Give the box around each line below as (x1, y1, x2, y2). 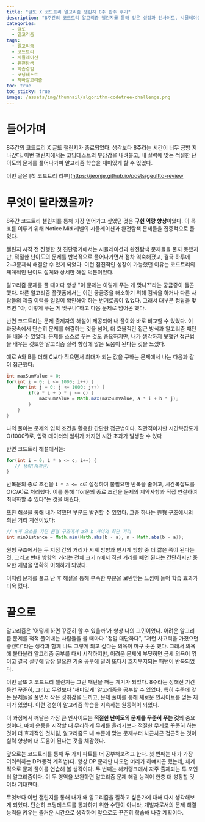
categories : (6, 20, 37, 26)
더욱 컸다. (6, 582, 29, 589)
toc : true (6, 83, 32, 89)
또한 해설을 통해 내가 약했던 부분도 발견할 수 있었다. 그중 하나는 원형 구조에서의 (6, 508, 193, 516)
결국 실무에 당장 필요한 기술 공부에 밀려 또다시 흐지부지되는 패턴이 (17, 658, 174, 665)
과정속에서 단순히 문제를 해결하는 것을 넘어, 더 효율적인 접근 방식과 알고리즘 (6, 325, 185, 332)
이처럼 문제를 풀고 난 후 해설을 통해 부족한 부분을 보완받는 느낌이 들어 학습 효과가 (6, 574, 198, 581)
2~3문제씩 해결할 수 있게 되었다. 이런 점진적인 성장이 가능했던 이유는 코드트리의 (6, 260, 195, 268)
